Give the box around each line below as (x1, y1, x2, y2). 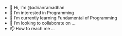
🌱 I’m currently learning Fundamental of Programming (9, 15, 118, 20)
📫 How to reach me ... (9, 26, 55, 31)
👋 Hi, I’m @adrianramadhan (9, 5, 65, 10)
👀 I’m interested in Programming (9, 10, 74, 16)
